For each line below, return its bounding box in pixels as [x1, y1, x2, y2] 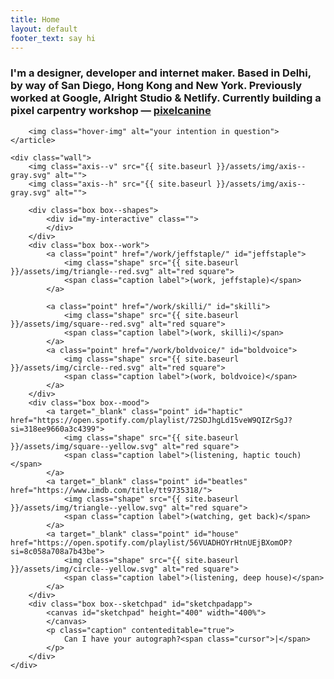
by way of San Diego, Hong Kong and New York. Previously [10, 79, 303, 93]
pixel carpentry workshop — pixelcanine [10, 104, 212, 118]
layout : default [10, 24, 78, 34]
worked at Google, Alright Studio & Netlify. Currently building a [10, 91, 322, 105]
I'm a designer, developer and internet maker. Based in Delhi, [10, 66, 312, 80]
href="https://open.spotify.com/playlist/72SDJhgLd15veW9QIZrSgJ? [10, 415, 293, 425]
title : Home [10, 14, 60, 25]
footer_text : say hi [10, 33, 97, 43]
